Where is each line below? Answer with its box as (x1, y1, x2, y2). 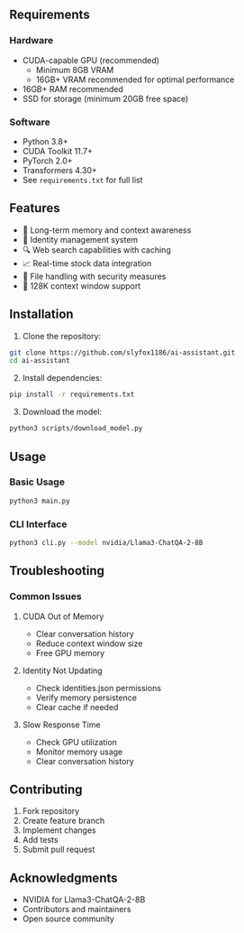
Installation (9, 307, 74, 322)
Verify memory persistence (35, 692, 138, 703)
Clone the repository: (22, 330, 102, 341)
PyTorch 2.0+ (22, 155, 74, 166)
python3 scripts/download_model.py (9, 424, 143, 433)
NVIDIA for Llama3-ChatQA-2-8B (22, 894, 146, 905)
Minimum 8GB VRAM (35, 64, 114, 75)
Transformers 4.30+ (22, 164, 97, 175)
